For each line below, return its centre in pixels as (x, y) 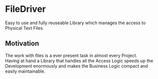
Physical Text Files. (25, 28)
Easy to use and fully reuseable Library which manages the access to (76, 23)
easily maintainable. (25, 71)
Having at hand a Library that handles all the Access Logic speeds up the (79, 61)
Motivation (22, 44)
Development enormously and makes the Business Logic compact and (77, 66)
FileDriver (25, 9)
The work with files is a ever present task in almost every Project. (71, 55)
